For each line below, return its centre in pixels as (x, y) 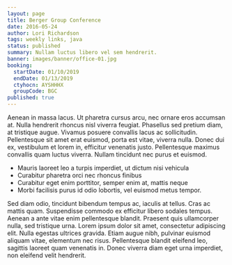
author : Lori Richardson (43, 33)
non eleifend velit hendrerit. (47, 255)
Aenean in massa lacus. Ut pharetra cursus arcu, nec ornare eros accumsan (116, 118)
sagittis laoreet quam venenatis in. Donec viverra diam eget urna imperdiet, (115, 248)
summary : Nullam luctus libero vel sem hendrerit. (82, 53)
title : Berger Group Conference (54, 20)
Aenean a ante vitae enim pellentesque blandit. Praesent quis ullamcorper (113, 218)
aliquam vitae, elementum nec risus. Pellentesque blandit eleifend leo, (107, 240)
